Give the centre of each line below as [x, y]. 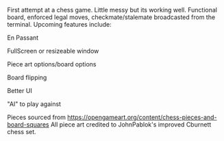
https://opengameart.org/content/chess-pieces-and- [142, 117]
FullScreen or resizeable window [53, 51]
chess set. [22, 132]
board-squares [28, 125]
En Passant [23, 38]
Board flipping [27, 77]
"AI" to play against [34, 104]
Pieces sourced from [37, 117]
